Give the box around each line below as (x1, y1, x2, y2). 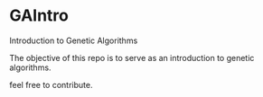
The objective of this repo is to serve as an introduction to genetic (9, 52, 255, 63)
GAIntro (9, 5, 70, 26)
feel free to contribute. (9, 79, 93, 90)
